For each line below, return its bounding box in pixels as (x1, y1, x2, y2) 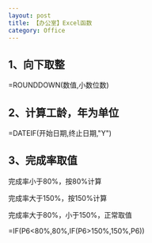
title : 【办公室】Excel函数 (8, 19, 93, 27)
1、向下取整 (8, 57, 66, 71)
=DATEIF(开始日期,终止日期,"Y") (8, 129, 112, 137)
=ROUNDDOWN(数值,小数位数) (8, 80, 109, 90)
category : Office (8, 26, 66, 34)
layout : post (8, 11, 51, 20)
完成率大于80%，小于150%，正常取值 (8, 210, 132, 219)
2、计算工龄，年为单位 (8, 106, 120, 119)
